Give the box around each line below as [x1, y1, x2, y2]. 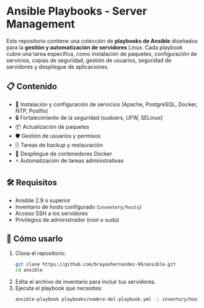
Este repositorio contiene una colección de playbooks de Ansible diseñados [6, 37, 198, 44]
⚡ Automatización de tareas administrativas [15, 157, 124, 164]
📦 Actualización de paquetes [15, 123, 90, 130]
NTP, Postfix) [15, 107, 49, 114]
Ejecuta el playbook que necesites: [15, 284, 103, 292]
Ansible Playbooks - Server [6, 4, 148, 18]
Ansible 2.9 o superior [15, 196, 71, 204]
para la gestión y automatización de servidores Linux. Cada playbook [6, 44, 183, 51]
